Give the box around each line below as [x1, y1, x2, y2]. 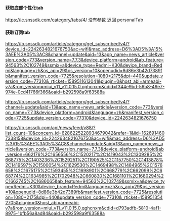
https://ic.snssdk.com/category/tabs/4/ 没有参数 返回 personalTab [5, 17, 143, 23]
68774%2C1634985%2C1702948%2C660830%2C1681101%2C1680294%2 [5, 173, 164, 179]
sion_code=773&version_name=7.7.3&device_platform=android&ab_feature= [5, 57, 164, 63]
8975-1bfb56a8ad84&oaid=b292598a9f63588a [5, 210, 105, 216]
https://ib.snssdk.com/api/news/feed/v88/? [5, 125, 96, 131]
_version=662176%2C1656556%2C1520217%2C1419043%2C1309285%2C [5, 151, 163, 157]
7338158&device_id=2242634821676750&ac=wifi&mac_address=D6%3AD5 [5, 135, 165, 141]
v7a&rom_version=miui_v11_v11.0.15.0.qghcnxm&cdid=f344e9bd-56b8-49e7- [5, 84, 165, 90]
